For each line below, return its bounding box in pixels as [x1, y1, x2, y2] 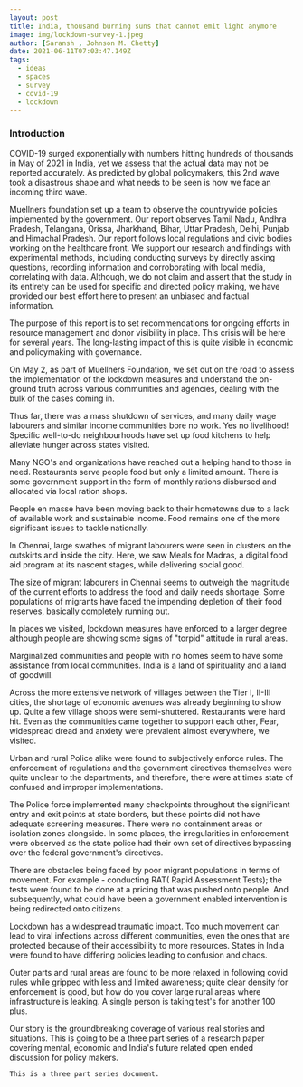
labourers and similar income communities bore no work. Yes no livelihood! [9, 420, 289, 431]
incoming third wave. [9, 186, 88, 197]
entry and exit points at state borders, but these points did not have [9, 808, 260, 819]
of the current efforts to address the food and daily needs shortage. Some [9, 586, 285, 597]
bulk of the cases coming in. [9, 393, 115, 404]
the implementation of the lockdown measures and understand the [9, 373, 258, 385]
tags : [9, 55, 30, 64]
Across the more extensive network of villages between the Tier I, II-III [9, 687, 271, 698]
